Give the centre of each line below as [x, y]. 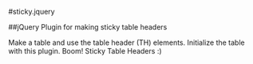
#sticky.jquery [32, 12]
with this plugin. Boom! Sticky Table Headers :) [85, 51]
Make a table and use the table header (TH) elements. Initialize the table [126, 42]
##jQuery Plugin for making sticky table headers [88, 27]
